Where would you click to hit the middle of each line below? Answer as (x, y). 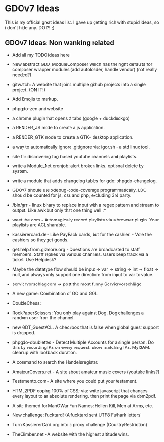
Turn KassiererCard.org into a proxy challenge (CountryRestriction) (80, 424)
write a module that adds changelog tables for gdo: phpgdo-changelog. (84, 181)
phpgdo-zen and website (38, 108)
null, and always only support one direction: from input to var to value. (83, 274)
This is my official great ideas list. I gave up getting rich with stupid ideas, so (82, 22)
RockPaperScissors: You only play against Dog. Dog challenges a (78, 313)
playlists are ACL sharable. (39, 225)
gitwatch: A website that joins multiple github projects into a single (79, 84)
